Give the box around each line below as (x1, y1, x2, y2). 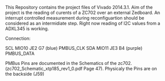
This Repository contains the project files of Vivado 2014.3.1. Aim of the (5, 5, 153, 10)
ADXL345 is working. (5, 26, 49, 32)
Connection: (5, 35, 31, 41)
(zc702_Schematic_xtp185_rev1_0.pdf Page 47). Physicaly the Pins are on (5, 65, 157, 71)
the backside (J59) (5, 71, 44, 77)
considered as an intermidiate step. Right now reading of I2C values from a (5, 20, 160, 26)
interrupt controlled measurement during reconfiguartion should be (5, 15, 144, 21)
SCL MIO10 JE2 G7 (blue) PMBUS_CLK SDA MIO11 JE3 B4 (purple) (5, 45, 142, 51)
